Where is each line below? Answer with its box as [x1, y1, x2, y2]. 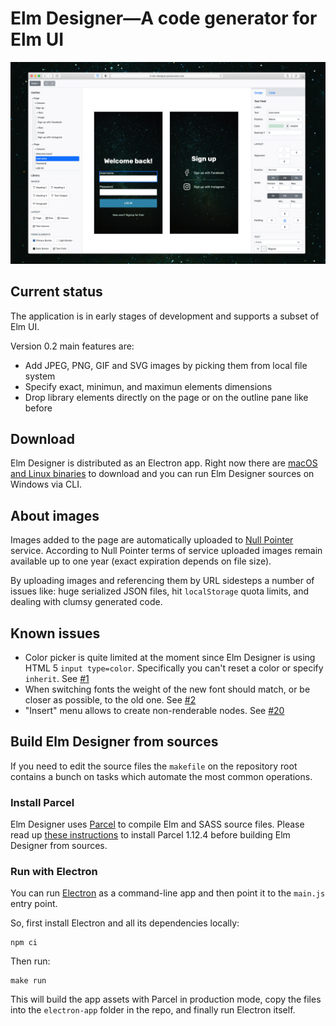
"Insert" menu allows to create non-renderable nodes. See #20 [24, 705, 285, 717]
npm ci [10, 938, 38, 948]
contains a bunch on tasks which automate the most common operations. [10, 770, 313, 782]
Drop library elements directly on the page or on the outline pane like [24, 391, 309, 403]
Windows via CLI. [10, 478, 82, 491]
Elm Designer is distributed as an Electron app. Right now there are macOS [10, 457, 318, 469]
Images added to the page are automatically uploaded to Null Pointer [10, 534, 294, 546]
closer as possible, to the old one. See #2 [24, 694, 197, 706]
